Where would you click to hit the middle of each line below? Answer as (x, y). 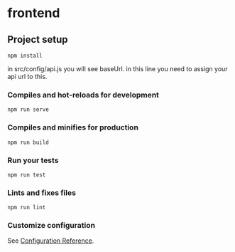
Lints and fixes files (42, 192)
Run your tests (33, 160)
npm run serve (28, 110)
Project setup (38, 40)
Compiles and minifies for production (73, 127)
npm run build (28, 142)
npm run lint (27, 208)
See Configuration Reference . (51, 241)
